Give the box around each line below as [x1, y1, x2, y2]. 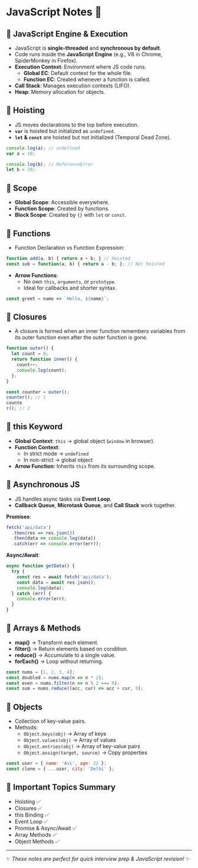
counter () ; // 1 [6, 394, 46, 400]
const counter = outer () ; [6, 389, 70, 395]
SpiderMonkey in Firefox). [14, 57, 78, 64]
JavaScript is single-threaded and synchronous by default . [14, 44, 161, 51]
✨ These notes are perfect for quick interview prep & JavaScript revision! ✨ [6, 855, 190, 862]
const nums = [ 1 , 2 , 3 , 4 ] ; [6, 669, 75, 675]
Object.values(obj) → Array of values [23, 736, 116, 743]
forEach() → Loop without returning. [14, 658, 104, 665]
